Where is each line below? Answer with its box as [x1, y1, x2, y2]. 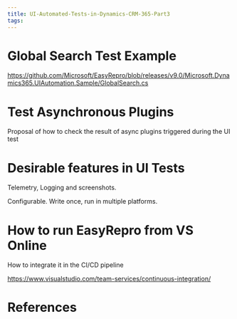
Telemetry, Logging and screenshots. [7, 183, 117, 192]
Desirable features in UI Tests [7, 159, 185, 176]
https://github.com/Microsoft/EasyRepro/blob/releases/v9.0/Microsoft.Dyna [7, 71, 230, 80]
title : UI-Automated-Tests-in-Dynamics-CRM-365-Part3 [7, 10, 171, 18]
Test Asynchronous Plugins [7, 104, 174, 120]
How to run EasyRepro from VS [7, 222, 194, 239]
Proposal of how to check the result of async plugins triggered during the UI [7, 127, 231, 136]
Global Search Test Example [7, 48, 177, 64]
